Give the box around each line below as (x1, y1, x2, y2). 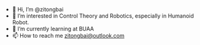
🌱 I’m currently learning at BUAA (12, 25, 94, 32)
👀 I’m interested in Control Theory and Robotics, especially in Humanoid (12, 12, 194, 19)
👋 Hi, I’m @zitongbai (12, 6, 64, 13)
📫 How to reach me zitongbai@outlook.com (12, 32, 125, 39)
